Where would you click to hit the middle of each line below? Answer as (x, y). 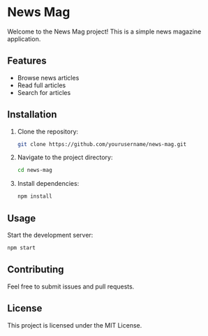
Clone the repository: (48, 131)
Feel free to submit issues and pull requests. (71, 286)
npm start (22, 248)
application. (24, 38)
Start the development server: (50, 235)
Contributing (36, 270)
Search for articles (44, 92)
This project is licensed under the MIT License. (75, 325)
